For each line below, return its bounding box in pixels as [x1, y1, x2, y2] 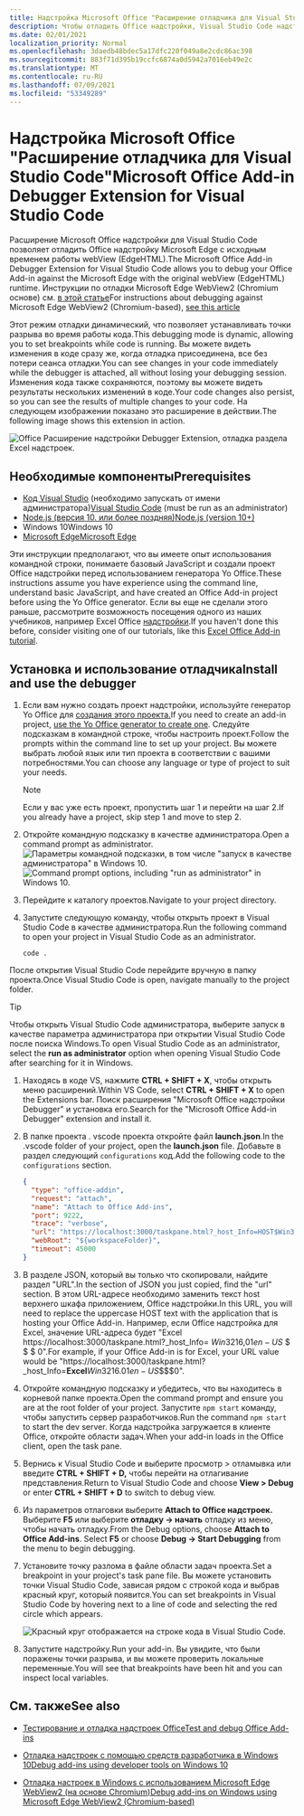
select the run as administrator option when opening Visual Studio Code [9, 1048, 280, 1059]
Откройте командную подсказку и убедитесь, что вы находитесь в [22, 1383, 282, 1394]
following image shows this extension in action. [9, 415, 185, 426]
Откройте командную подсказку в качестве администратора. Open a [22, 829, 290, 840]
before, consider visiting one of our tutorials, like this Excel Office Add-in [9, 626, 280, 637]
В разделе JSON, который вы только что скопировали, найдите [22, 1269, 269, 1280]
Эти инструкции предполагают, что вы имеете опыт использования [9, 549, 271, 560]
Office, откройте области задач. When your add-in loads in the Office [22, 1431, 284, 1442]
